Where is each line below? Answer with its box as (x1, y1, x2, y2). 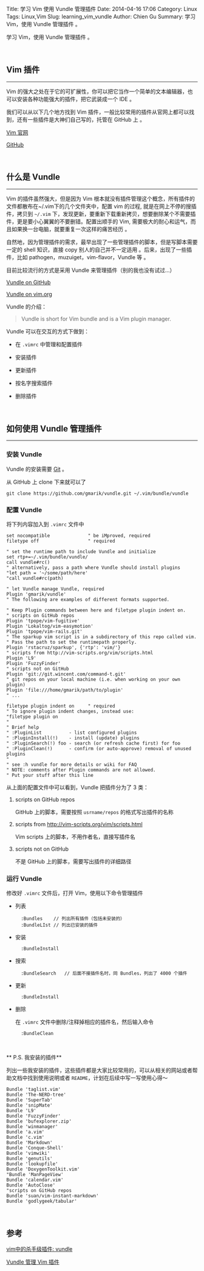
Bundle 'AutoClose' (6, 1182, 56, 1188)
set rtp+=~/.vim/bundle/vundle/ (6, 554, 88, 560)
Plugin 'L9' (6, 655, 36, 661)
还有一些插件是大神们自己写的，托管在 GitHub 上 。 (16, 116, 146, 123)
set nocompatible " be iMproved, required (6, 533, 151, 539)
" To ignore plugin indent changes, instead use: (6, 708, 135, 715)
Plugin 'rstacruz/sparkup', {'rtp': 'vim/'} (6, 644, 121, 651)
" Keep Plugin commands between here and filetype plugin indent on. (6, 607, 186, 613)
